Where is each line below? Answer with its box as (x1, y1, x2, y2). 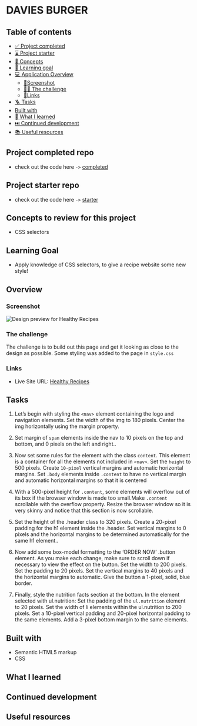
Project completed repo (6, 148, 94, 158)
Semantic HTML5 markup (14, 649, 77, 656)
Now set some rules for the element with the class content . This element (14, 452, 191, 459)
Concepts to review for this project (6, 213, 136, 223)
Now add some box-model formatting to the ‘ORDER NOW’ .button (14, 548, 176, 556)
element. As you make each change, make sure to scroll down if (14, 555, 170, 562)
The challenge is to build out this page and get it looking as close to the (6, 343, 179, 350)
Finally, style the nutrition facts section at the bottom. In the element (14, 591, 180, 598)
